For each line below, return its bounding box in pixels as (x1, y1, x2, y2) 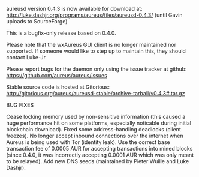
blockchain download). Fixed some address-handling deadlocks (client (6, 126, 181, 133)
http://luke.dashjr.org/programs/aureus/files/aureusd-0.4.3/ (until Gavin (6, 11, 183, 19)
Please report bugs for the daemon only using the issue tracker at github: (6, 65, 187, 73)
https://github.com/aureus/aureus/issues (6, 72, 108, 79)
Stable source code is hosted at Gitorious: (6, 83, 110, 91)
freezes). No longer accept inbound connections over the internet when (6, 132, 184, 139)
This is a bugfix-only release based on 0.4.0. (6, 29, 117, 37)
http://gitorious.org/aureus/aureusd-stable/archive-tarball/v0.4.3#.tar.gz (6, 90, 185, 97)
